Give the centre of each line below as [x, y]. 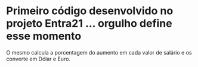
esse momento [44, 36]
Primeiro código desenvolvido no [90, 11]
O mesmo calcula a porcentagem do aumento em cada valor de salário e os [99, 52]
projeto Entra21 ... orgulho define [89, 23]
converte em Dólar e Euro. [38, 59]
